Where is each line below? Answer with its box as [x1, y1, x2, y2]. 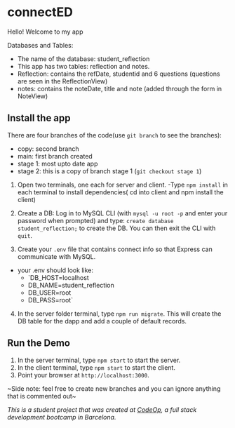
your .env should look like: [17, 266, 93, 274]
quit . [17, 231, 33, 239]
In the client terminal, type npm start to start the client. [17, 363, 175, 372]
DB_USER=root [27, 288, 72, 297]
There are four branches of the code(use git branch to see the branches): [7, 131, 222, 139]
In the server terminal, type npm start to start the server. [17, 356, 181, 364]
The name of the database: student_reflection [17, 54, 150, 63]
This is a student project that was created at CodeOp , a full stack [7, 405, 197, 414]
